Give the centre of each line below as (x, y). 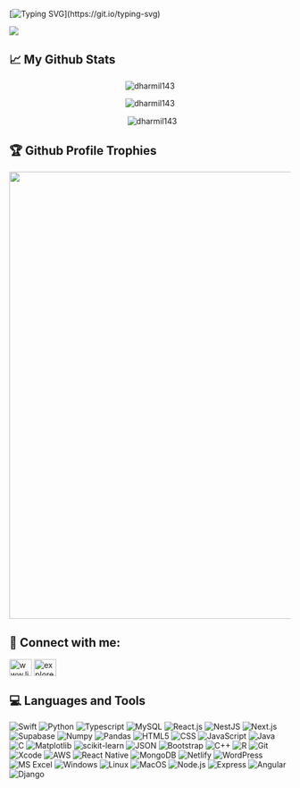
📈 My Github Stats (62, 59)
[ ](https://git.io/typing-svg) (85, 14)
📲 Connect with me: (65, 643)
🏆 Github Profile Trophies (83, 151)
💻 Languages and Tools (77, 701)
